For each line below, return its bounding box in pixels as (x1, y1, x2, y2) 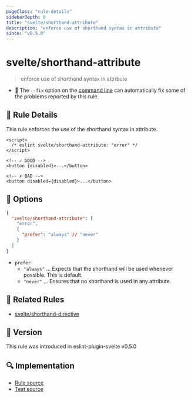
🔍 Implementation (6, 360, 75, 371)
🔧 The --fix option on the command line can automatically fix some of (14, 87, 186, 94)
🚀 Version (6, 327, 42, 337)
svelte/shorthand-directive (14, 310, 79, 317)
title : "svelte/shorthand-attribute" (6, 19, 99, 25)
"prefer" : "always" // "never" (21, 232, 99, 238)
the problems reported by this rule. (14, 93, 99, 100)
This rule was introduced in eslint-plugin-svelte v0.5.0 (6, 343, 137, 350)
